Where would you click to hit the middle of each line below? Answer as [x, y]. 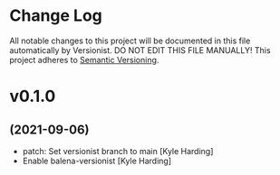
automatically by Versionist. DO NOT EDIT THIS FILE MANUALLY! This [140, 50]
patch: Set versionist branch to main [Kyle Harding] [118, 151]
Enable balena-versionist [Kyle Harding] [97, 161]
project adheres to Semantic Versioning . [84, 60]
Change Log [56, 16]
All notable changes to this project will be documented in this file [130, 41]
